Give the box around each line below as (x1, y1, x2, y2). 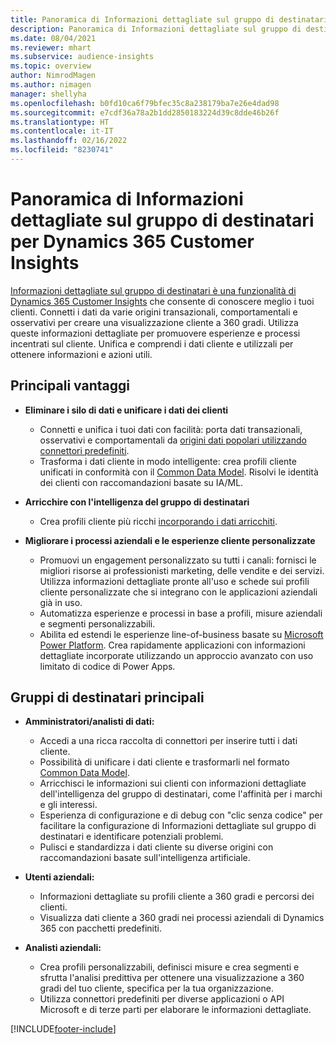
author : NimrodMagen (10, 71, 97, 81)
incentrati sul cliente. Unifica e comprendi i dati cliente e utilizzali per (10, 337, 294, 350)
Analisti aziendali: (24, 942, 102, 954)
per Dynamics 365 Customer (10, 231, 255, 253)
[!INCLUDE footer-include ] (10, 1023, 117, 1035)
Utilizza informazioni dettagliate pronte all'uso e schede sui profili (39, 575, 310, 587)
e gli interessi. (39, 799, 98, 811)
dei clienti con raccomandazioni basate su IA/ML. (39, 476, 244, 488)
